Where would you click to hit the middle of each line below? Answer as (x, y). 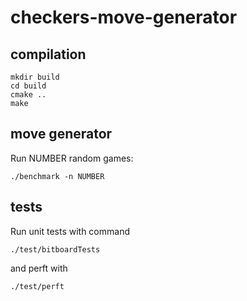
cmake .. (28, 95)
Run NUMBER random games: (72, 158)
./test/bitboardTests (55, 249)
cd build (28, 86)
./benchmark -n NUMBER (57, 176)
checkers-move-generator (124, 17)
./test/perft (37, 286)
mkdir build (35, 77)
